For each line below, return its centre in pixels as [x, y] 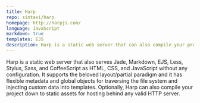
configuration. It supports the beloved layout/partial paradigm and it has [94, 74]
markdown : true [25, 34]
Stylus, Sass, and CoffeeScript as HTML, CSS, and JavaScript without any [97, 68]
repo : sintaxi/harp [30, 17]
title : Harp [21, 12]
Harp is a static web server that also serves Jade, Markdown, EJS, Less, [95, 62]
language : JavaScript [33, 28]
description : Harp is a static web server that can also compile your [96, 45]
